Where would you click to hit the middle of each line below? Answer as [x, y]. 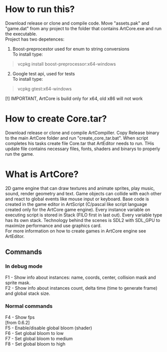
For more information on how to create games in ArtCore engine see [76, 231]
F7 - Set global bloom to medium [39, 338]
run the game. [20, 154]
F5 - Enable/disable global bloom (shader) [49, 328]
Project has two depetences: [35, 39]
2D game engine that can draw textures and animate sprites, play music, [80, 188]
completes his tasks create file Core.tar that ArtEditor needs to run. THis [80, 143]
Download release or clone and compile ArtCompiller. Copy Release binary [82, 133]
